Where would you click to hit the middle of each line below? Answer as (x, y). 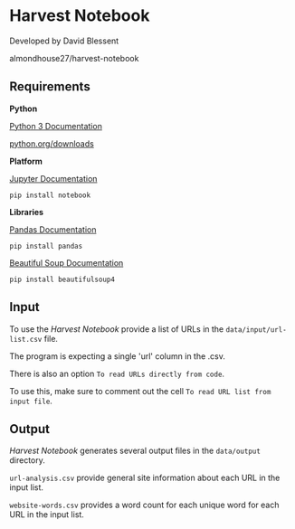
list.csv (26, 339)
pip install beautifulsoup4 (62, 279)
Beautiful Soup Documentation (67, 262)
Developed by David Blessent (64, 41)
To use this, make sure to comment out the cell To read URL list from (140, 391)
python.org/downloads (52, 143)
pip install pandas (46, 246)
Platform (26, 161)
